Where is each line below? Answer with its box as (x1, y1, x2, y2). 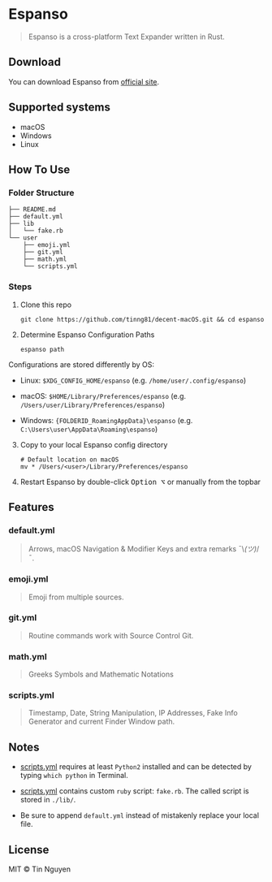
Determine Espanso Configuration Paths (19, 330, 155, 339)
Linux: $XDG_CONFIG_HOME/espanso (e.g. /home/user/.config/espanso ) (19, 375, 246, 385)
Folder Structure (8, 187, 75, 198)
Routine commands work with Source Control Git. (28, 630, 194, 640)
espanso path (19, 345, 65, 353)
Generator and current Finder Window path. (28, 716, 175, 727)
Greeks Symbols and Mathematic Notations (28, 669, 175, 679)
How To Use (8, 162, 71, 176)
